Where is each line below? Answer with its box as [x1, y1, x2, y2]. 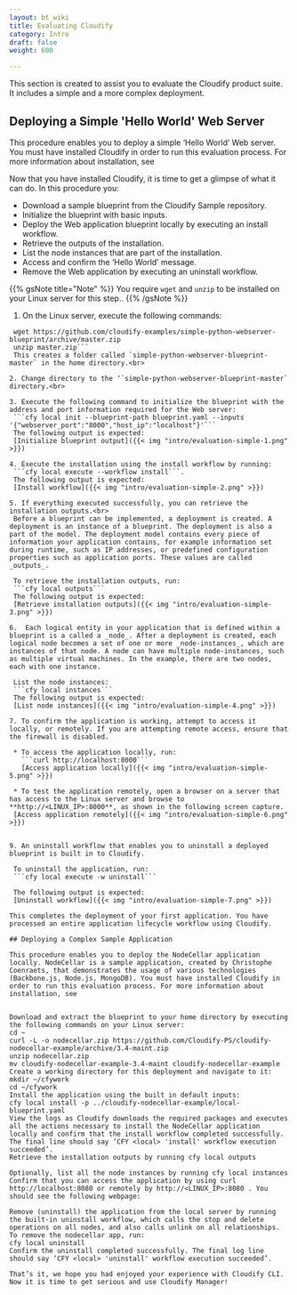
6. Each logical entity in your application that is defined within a [9, 623, 280, 632]
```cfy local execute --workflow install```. [12, 467, 185, 476]
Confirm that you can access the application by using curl [9, 1176, 237, 1185]
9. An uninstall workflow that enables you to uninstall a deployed [9, 841, 269, 850]
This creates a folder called [12, 351, 125, 360]
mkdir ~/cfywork [9, 1074, 69, 1084]
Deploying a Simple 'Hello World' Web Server [9, 113, 265, 129]
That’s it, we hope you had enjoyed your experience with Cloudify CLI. [9, 1269, 285, 1278]
